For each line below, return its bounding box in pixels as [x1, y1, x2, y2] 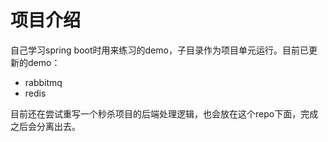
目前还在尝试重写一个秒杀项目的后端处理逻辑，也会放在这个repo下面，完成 [10, 107, 319, 120]
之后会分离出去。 [10, 120, 81, 132]
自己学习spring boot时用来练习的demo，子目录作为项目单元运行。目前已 [10, 44, 309, 56]
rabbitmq [24, 76, 63, 88]
